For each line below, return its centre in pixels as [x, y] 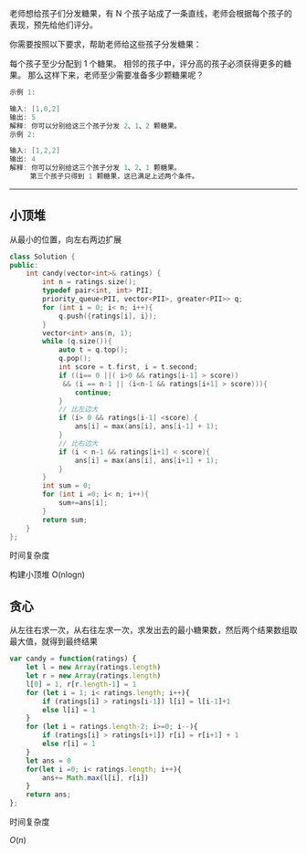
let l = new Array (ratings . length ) [94, 668]
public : [24, 265]
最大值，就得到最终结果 [53, 641]
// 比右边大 [78, 443]
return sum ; [65, 520]
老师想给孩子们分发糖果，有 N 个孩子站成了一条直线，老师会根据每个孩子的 [151, 13]
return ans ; [48, 795]
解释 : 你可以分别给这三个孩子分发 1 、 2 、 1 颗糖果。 [95, 168]
